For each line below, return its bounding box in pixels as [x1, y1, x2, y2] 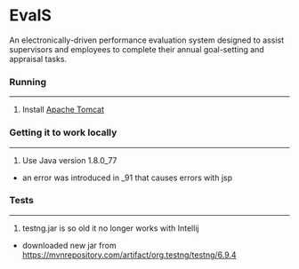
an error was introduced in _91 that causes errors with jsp [21, 172, 233, 183]
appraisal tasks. [9, 53, 68, 64]
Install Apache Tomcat [21, 104, 105, 115]
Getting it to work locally [9, 126, 117, 138]
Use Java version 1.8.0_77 [21, 154, 117, 165]
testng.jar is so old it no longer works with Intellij [21, 223, 199, 233]
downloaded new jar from [21, 240, 117, 250]
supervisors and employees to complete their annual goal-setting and [9, 44, 264, 54]
